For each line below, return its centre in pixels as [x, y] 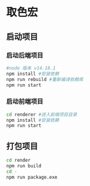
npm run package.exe [32, 177]
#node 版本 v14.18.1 [31, 68]
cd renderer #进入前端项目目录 [42, 114]
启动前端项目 [25, 101]
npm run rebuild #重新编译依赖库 [45, 79]
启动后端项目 [25, 55]
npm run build [24, 166]
